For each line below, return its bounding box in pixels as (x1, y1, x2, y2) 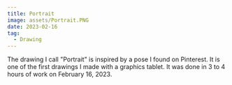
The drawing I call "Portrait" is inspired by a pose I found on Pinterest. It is (7, 55, 220, 63)
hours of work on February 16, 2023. (7, 70, 113, 79)
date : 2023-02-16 (7, 23, 58, 30)
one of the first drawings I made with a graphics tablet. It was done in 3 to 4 (7, 63, 226, 71)
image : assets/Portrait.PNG (7, 17, 89, 24)
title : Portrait (7, 10, 55, 17)
